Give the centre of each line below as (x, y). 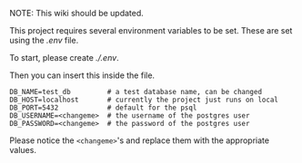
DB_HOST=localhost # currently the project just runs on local (144, 100)
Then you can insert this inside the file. (82, 75)
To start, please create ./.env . (65, 58)
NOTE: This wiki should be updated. (76, 13)
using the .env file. (44, 40)
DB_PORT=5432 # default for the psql (103, 108)
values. (23, 150)
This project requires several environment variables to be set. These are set (151, 30)
